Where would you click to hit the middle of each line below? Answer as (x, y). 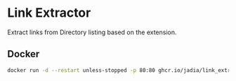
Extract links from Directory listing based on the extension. (92, 32)
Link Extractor (49, 13)
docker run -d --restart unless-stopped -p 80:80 (81, 70)
